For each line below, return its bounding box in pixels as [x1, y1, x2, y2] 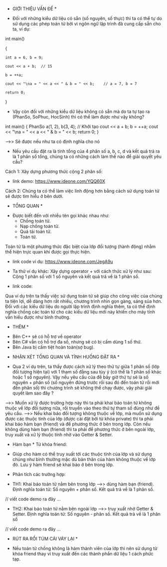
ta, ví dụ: [12, 26, 31, 32]
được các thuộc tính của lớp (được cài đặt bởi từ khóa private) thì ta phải [5, 416, 154, 421]
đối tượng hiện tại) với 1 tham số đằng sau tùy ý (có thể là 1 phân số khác [12, 369, 162, 374]
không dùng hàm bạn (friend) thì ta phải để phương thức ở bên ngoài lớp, [5, 426, 156, 432]
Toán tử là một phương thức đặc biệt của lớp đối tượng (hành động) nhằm [5, 243, 156, 249]
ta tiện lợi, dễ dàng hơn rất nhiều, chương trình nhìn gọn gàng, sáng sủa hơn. [5, 298, 163, 304]
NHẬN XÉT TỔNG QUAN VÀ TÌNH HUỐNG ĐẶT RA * [12, 354, 120, 359]
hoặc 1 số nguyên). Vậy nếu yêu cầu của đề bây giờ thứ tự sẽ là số [12, 374, 149, 380]
